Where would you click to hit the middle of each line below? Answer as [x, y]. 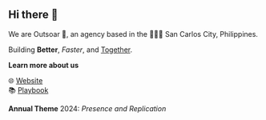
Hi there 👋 [33, 15]
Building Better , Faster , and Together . [71, 50]
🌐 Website [26, 80]
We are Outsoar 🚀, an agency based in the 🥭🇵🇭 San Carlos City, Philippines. [133, 34]
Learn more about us [43, 65]
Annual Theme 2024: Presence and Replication [87, 108]
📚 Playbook [28, 90]
